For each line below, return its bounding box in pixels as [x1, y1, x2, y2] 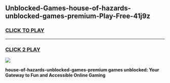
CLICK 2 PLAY [5, 46, 40, 53]
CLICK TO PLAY [5, 27, 45, 34]
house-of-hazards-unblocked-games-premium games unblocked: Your [5, 66, 159, 72]
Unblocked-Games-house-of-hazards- [5, 4, 132, 13]
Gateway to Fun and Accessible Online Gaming [5, 72, 106, 78]
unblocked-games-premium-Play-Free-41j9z [5, 12, 151, 21]
